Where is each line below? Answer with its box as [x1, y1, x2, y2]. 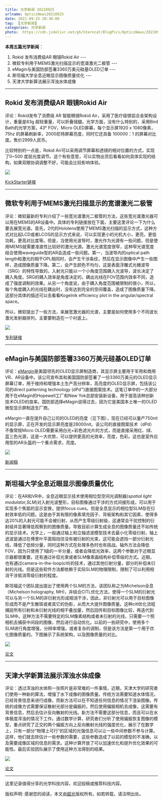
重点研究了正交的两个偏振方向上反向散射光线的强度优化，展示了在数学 [13, 722, 154, 728]
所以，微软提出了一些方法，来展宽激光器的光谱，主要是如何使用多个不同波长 [5, 309, 158, 314]
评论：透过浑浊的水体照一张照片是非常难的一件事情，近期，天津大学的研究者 [5, 685, 158, 691]
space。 [5, 298, 22, 304]
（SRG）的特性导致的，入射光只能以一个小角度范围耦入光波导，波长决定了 [5, 268, 154, 274]
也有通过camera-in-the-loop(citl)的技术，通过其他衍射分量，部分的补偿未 [5, 560, 151, 566]
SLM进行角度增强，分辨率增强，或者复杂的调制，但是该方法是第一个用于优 [5, 625, 154, 631]
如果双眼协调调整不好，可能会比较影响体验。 [13, 159, 103, 165]
